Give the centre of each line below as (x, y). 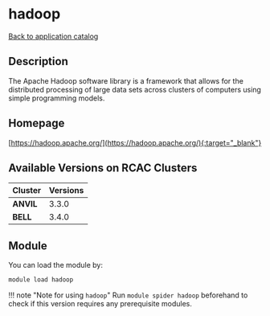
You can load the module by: (55, 265)
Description (38, 62)
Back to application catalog (53, 36)
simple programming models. (57, 98)
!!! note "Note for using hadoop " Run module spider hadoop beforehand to (128, 295)
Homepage (37, 123)
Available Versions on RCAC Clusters (103, 168)
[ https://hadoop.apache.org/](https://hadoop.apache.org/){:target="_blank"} (135, 142)
